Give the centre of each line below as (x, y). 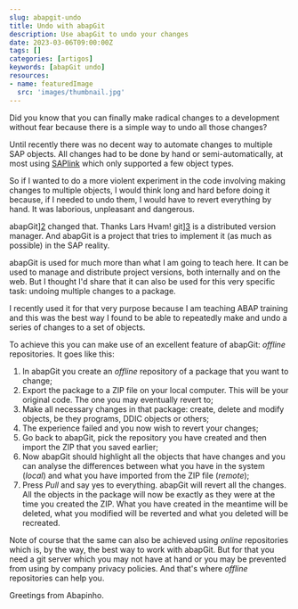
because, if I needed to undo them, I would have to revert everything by (141, 199)
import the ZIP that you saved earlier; (90, 447)
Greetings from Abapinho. (56, 595)
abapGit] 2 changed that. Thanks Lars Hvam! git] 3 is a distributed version (143, 226)
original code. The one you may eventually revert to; (117, 399)
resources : (29, 76)
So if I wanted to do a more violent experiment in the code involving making (148, 180)
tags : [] (25, 51)
